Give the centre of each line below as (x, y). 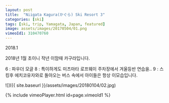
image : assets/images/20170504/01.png (46, 29)
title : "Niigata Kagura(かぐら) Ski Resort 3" (55, 15)
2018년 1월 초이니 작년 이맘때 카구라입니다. (48, 58)
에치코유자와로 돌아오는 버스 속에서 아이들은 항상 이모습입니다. (76, 75)
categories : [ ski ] (25, 19)
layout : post (19, 10)
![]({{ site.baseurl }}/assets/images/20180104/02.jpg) (61, 85)
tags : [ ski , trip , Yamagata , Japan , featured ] (55, 24)
